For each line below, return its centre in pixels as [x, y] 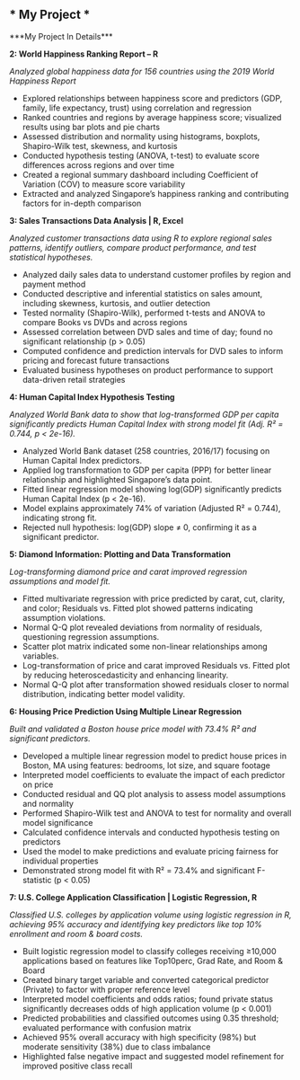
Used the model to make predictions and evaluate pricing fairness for [150, 851]
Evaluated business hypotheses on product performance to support [148, 370]
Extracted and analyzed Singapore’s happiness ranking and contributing [155, 193]
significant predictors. [50, 738]
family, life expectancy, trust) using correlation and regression [137, 108]
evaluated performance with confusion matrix [106, 1027]
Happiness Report [43, 81]
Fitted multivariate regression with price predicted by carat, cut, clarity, [154, 598]
